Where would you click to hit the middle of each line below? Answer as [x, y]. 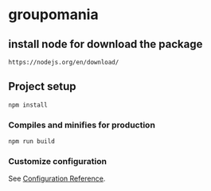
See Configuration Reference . [57, 179]
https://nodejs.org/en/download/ [64, 62]
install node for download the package [105, 44]
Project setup [43, 86]
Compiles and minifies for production [82, 125]
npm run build [32, 142]
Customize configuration [58, 162]
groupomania [53, 15]
